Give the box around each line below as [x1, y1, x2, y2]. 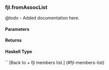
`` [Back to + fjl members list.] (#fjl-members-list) [5, 59, 105, 65]
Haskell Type [5, 48, 32, 55]
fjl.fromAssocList [5, 4, 48, 11]
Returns [5, 37, 22, 43]
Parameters [5, 26, 29, 32]
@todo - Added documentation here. [5, 15, 80, 21]
